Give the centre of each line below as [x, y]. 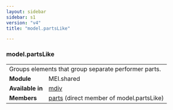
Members [23, 98]
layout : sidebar [26, 12]
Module [20, 78]
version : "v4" [24, 23]
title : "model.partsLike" [38, 28]
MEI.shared [64, 78]
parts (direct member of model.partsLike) [106, 98]
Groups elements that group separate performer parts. [85, 69]
